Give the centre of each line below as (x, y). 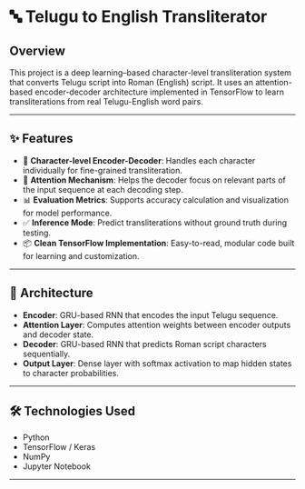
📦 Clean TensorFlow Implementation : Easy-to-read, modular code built (158, 243)
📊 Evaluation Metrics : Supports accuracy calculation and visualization (155, 200)
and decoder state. (58, 334)
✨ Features (41, 139)
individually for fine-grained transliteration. (103, 170)
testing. (37, 233)
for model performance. (67, 213)
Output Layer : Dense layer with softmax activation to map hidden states (157, 363)
